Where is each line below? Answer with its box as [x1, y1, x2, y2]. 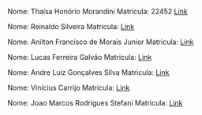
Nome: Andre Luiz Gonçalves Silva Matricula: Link [7, 68, 170, 77]
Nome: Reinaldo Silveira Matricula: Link [7, 22, 135, 31]
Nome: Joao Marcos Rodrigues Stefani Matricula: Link [7, 98, 183, 107]
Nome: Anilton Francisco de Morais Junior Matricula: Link [7, 37, 194, 46]
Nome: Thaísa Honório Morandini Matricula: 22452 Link [7, 7, 189, 16]
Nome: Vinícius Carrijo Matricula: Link [7, 83, 130, 92]
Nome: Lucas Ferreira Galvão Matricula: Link [7, 53, 152, 61]
